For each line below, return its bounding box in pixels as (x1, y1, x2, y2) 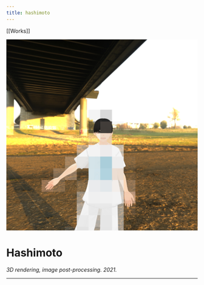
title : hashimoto (6, 10, 50, 16)
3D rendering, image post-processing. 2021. (6, 266, 117, 273)
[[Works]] (6, 27, 30, 35)
